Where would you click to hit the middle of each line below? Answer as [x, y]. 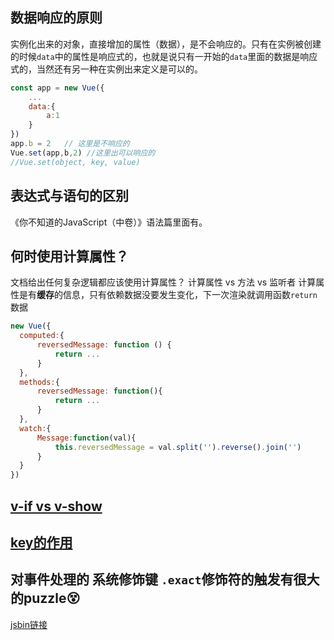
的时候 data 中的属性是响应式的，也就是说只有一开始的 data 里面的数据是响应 [164, 56]
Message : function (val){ [86, 438]
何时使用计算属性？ [69, 256]
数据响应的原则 [56, 18]
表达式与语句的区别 [69, 196]
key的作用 [41, 542]
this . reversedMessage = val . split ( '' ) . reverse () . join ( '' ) [178, 447]
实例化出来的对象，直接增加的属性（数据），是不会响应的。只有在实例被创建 [166, 44]
